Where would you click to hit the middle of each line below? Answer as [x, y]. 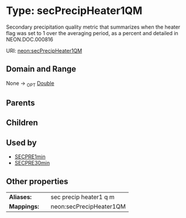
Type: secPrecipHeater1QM [74, 11]
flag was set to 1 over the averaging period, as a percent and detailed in [92, 33]
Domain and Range [41, 69]
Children [22, 123]
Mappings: [24, 206]
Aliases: [20, 197]
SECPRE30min [32, 163]
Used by [21, 142]
